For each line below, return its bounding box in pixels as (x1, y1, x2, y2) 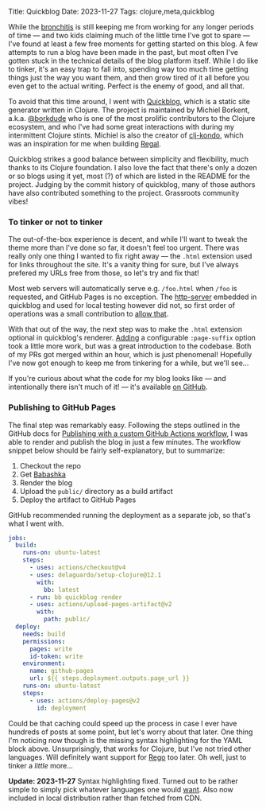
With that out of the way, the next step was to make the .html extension (8, 325, 243, 334)
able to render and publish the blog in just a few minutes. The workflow (8, 437, 241, 446)
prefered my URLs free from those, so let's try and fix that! (8, 268, 200, 278)
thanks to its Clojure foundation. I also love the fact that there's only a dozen (8, 163, 257, 172)
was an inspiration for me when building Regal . (8, 139, 161, 148)
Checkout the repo (19, 461, 82, 470)
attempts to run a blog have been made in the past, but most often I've (8, 48, 239, 56)
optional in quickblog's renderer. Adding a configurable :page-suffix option (8, 333, 256, 343)
